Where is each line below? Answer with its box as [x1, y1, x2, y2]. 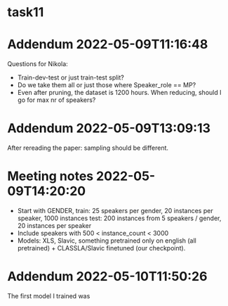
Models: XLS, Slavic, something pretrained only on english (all [17, 236, 196, 245]
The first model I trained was [7, 291, 90, 300]
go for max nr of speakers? [17, 96, 96, 104]
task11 [7, 4, 44, 20]
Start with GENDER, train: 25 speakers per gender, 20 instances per [17, 207, 213, 215]
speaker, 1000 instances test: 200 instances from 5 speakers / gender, [17, 214, 222, 222]
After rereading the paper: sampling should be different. [7, 144, 169, 152]
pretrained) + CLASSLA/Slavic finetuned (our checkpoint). [17, 244, 186, 252]
